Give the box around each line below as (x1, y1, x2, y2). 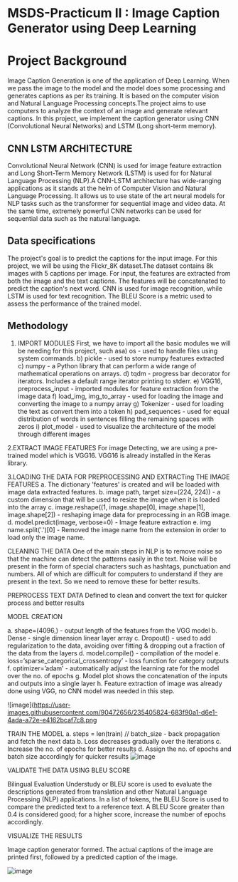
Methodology (7, 320, 69, 332)
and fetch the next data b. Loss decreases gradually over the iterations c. (7, 737, 222, 745)
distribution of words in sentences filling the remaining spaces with (17, 415, 215, 423)
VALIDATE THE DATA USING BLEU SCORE (7, 766, 131, 774)
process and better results (7, 598, 85, 607)
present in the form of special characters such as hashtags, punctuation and (7, 561, 231, 571)
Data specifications (7, 235, 96, 247)
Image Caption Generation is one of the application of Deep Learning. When (7, 76, 229, 85)
